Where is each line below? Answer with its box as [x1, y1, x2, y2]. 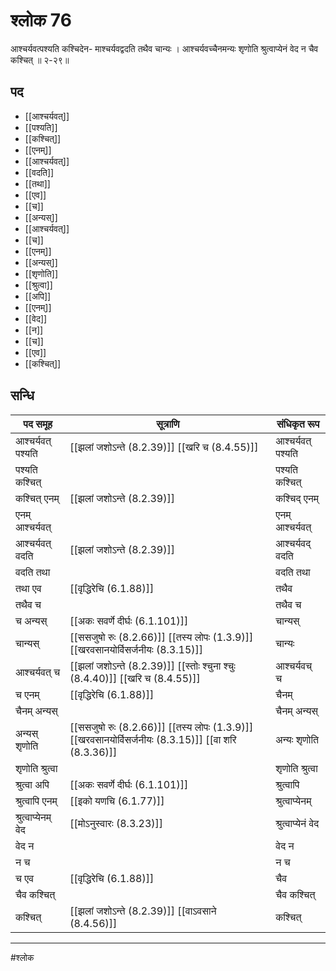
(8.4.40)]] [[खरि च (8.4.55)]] [69, 671, 201, 685]
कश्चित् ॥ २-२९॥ [10, 54, 70, 66]
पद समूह [23, 417, 53, 431]
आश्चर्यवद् [275, 536, 312, 550]
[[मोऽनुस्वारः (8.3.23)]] [69, 816, 164, 830]
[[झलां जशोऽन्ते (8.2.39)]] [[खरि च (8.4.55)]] [69, 440, 259, 454]
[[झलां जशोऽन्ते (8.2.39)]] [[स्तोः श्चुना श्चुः [69, 659, 236, 673]
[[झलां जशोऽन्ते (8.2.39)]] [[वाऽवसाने [69, 904, 217, 918]
